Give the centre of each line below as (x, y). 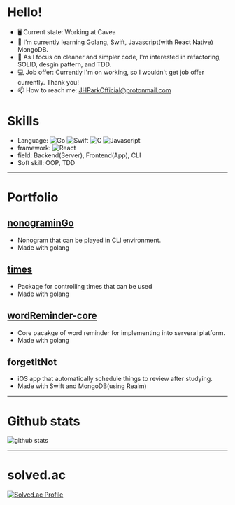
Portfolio (33, 198)
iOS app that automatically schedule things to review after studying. (115, 379)
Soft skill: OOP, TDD (46, 162)
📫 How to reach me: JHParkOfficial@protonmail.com (94, 90)
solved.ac (37, 475)
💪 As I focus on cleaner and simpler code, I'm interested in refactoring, (119, 57)
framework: (34, 148)
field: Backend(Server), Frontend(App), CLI (79, 155)
